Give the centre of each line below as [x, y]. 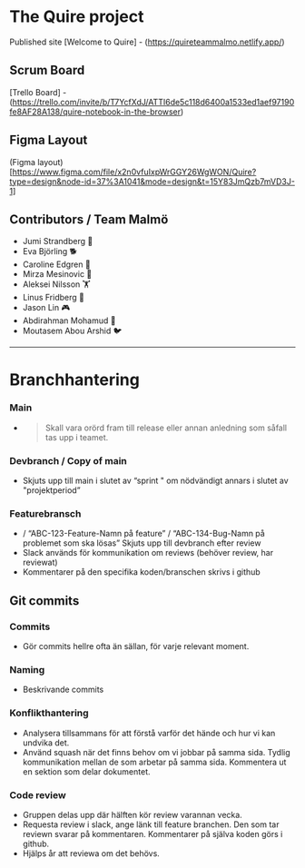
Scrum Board [47, 70]
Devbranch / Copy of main [68, 460]
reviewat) [40, 562]
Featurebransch [45, 514]
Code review [38, 794]
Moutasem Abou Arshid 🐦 [72, 331]
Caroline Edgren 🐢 [56, 264]
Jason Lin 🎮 [46, 308]
